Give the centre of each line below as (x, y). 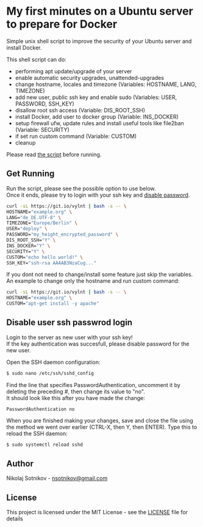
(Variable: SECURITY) (42, 129)
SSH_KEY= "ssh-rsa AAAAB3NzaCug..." (52, 263)
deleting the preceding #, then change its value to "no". (76, 391)
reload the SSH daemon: (37, 433)
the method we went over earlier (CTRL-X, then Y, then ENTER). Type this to (102, 427)
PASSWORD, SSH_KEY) (45, 104)
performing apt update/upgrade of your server (73, 71)
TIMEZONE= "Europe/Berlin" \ (42, 223)
